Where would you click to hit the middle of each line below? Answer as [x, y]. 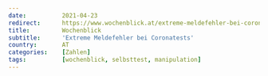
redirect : [25, 23]
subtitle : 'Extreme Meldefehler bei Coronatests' [101, 38]
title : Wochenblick [55, 30]
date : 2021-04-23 [53, 15]
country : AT [39, 45]
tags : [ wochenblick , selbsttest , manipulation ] [105, 60]
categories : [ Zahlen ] [49, 52]
